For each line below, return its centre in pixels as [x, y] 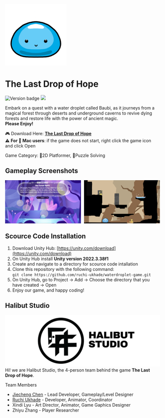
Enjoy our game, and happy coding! [48, 290]
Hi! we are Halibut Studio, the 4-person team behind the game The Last [78, 370]
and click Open [20, 146]
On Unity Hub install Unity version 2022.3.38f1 [60, 259]
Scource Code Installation [45, 236]
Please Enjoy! [19, 123]
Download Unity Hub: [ [35, 248]
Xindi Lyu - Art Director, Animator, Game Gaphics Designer [71, 405]
